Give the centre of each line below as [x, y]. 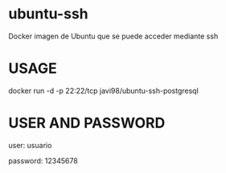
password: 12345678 [43, 160]
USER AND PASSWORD [87, 123]
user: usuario [30, 145]
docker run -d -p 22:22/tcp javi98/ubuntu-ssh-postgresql [103, 91]
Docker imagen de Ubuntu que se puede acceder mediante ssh [113, 36]
